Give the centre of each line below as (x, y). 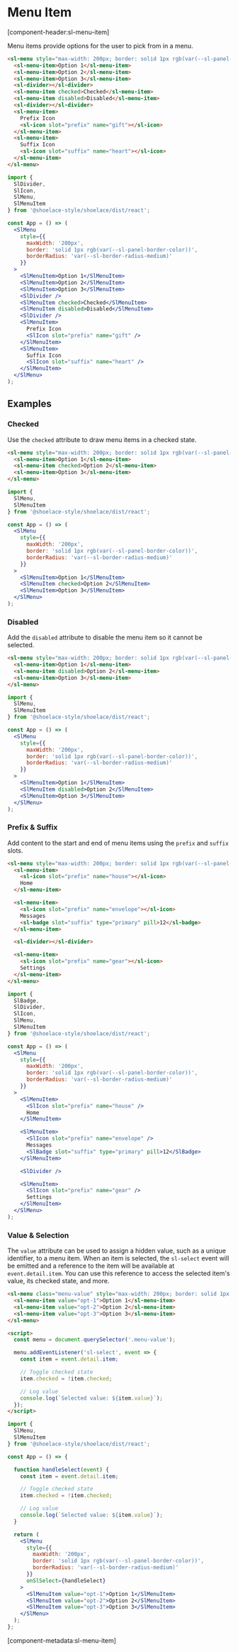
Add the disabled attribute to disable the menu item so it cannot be (105, 637)
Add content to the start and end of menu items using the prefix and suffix (118, 843)
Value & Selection (38, 1235)
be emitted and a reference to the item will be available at (91, 1266)
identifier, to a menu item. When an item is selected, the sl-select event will (118, 1258)
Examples (29, 404)
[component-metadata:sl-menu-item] (62, 1640)
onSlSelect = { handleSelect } (66, 1581)
